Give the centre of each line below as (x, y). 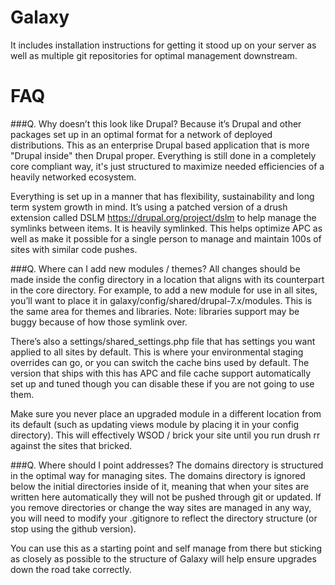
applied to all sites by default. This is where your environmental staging (157, 352)
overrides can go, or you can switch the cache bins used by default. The (160, 362)
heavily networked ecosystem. (73, 177)
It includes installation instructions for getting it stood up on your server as (163, 45)
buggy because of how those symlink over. (99, 322)
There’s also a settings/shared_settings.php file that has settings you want (163, 341)
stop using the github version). (73, 528)
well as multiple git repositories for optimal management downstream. (154, 55)
